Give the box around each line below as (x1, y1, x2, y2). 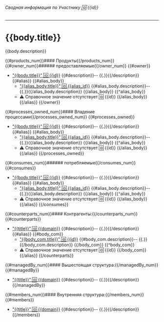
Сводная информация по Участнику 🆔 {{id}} (5, 4, 99, 10)
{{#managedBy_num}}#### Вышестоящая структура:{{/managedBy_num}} (5, 262, 159, 268)
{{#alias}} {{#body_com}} (12, 231, 63, 237)
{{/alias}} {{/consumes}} (19, 202, 69, 207)
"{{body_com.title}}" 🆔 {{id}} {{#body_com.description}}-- (19, 236, 138, 242)
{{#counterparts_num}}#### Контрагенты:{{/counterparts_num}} (5, 211, 138, 217)
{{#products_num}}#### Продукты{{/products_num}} (5, 58, 115, 64)
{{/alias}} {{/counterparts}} (19, 253, 74, 258)
